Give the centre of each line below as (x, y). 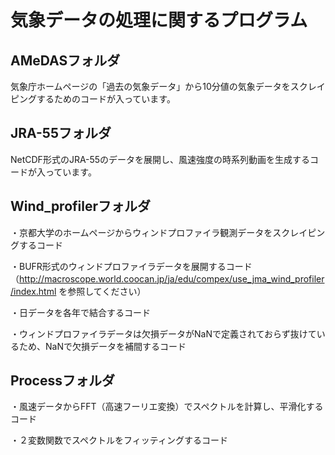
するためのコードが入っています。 (106, 99)
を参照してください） (102, 291)
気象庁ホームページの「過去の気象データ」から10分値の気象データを (150, 86)
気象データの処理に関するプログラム (159, 20)
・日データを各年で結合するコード (80, 312)
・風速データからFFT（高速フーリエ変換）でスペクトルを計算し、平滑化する (167, 407)
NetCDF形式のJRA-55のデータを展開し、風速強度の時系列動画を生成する (160, 159)
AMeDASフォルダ (65, 60)
